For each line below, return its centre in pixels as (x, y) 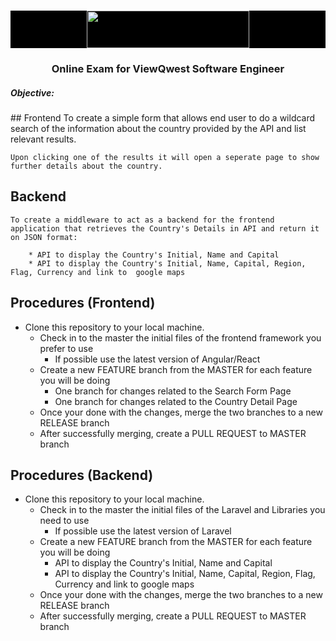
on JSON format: (44, 237)
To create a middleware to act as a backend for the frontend (142, 220)
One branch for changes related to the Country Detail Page (176, 401)
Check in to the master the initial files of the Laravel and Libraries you (182, 510)
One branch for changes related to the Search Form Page (173, 391)
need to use (64, 521)
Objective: (32, 92)
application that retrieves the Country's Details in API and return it (165, 228)
